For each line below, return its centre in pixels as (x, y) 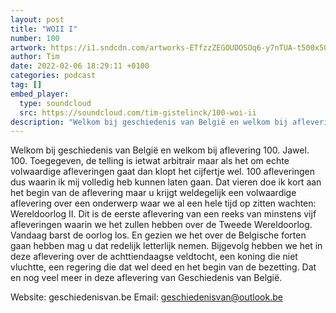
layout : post (37, 19)
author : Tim (35, 57)
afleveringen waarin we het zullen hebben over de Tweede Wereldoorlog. (161, 225)
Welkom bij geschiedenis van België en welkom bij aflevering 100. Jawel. (160, 150)
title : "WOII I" (44, 29)
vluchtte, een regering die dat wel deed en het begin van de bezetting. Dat (163, 267)
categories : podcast (53, 76)
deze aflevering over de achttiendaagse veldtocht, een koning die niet (154, 257)
